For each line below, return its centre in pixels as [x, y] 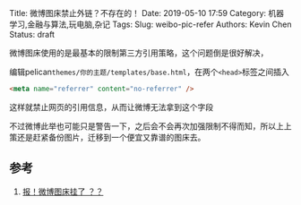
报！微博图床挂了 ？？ [63, 192]
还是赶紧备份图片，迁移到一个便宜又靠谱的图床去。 [111, 137]
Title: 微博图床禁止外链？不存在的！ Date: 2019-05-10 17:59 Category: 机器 [147, 13]
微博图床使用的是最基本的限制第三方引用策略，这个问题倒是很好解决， [139, 53]
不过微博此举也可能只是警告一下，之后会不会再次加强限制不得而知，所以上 [146, 126]
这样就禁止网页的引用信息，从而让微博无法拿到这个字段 [111, 107]
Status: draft [32, 34]
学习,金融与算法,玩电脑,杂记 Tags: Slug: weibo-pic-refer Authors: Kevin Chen [150, 24]
